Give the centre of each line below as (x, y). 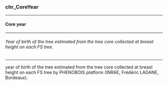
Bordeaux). (17, 78)
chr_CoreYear (22, 7)
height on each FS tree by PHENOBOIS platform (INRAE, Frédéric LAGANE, (82, 72)
